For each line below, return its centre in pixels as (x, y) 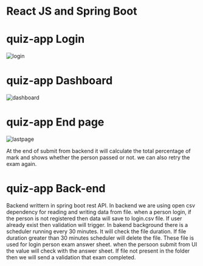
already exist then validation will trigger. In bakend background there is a (97, 225)
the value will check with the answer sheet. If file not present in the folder (98, 251)
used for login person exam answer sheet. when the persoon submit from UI (102, 244)
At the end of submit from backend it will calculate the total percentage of (98, 151)
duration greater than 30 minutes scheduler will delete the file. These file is (100, 238)
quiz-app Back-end (56, 189)
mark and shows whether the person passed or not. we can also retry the (98, 157)
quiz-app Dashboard (60, 81)
